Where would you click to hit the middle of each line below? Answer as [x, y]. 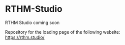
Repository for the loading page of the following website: [63, 32]
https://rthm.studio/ [25, 37]
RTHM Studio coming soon [32, 22]
